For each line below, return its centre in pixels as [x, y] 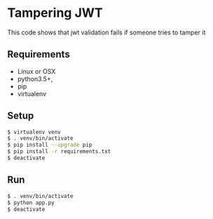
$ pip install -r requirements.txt [59, 152]
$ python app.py [31, 203]
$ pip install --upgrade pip [50, 145]
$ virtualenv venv [34, 132]
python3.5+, [35, 79]
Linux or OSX [36, 71]
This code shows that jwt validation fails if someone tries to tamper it [106, 32]
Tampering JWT [55, 13]
